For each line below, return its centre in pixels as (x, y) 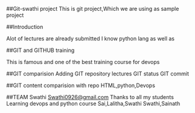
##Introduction (25, 27)
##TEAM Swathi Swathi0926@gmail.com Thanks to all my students (90, 97)
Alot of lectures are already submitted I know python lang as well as (91, 38)
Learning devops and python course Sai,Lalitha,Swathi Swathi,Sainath (93, 103)
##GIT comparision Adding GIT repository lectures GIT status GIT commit (97, 74)
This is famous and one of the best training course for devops (83, 62)
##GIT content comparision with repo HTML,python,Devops (81, 85)
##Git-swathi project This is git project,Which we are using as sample (93, 9)
